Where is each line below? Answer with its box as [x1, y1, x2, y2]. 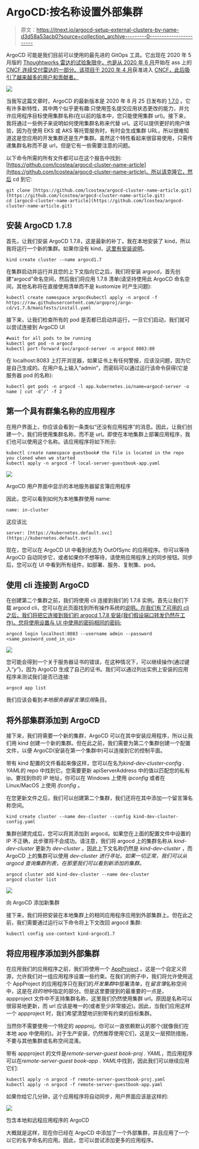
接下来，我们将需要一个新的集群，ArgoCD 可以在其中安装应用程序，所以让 [6, 732, 188, 739]
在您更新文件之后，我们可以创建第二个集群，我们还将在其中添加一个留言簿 [6, 794, 188, 801]
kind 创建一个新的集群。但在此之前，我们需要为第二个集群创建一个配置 [17, 740, 191, 747]
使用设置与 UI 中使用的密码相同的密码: [28, 619, 122, 626]
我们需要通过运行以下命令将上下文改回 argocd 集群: [16, 919, 142, 926]
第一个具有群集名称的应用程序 [6, 406, 115, 416]
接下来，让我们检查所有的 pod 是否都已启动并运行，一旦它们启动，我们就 [6, 316, 185, 323]
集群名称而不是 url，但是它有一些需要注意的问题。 [11, 142, 134, 149]
